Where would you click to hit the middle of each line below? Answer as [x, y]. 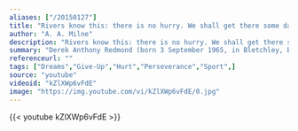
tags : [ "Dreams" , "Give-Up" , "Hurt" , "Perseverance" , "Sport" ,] [123, 67]
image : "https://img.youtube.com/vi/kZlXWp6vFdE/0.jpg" [114, 91]
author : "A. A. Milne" [51, 34]
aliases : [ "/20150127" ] [53, 17]
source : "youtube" [43, 75]
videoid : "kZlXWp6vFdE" [53, 83]
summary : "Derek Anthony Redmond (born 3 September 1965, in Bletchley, [146, 50]
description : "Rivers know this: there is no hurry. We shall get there [146, 42]
